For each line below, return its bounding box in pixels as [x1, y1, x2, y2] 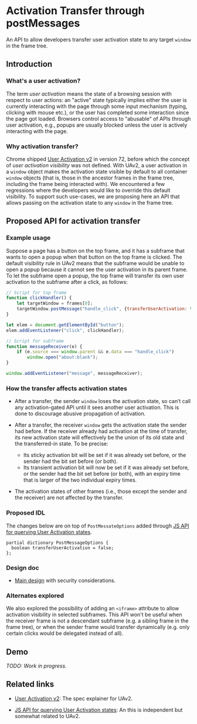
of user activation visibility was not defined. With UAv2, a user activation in [6, 161, 188, 168]
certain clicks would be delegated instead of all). [6, 630, 124, 637]
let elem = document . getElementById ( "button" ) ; [6, 322, 125, 328]
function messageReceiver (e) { [6, 343, 83, 350]
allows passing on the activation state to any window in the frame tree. [6, 199, 174, 206]
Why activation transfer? [6, 142, 79, 150]
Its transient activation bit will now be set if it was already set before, [23, 464, 189, 471]
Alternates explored [6, 591, 64, 600]
